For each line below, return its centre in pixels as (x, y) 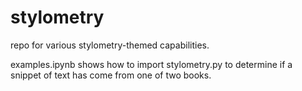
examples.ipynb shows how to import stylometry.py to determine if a (151, 64)
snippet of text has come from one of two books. (111, 75)
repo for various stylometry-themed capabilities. (110, 45)
